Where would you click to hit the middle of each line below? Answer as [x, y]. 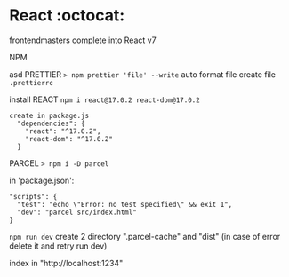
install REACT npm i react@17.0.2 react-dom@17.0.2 [104, 99]
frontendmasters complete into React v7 [83, 40]
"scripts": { [33, 196]
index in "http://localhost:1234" [66, 263]
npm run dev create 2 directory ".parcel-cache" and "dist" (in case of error [145, 236]
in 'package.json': [42, 180]
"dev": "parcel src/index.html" [77, 212]
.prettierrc [31, 83]
